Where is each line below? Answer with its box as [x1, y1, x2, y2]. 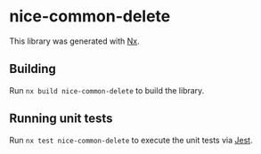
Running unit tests [9, 111, 113, 126]
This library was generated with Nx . [9, 36, 140, 46]
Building [9, 61, 56, 77]
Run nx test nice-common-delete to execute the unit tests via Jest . [9, 134, 253, 145]
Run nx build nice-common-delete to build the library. [9, 85, 205, 95]
